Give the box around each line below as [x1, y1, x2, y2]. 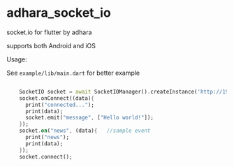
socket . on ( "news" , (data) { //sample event [19, 127, 151, 134]
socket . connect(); [19, 153, 73, 160]
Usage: [6, 55, 27, 64]
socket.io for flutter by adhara [6, 28, 92, 36]
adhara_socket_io [6, 5, 111, 21]
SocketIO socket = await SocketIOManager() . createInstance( [19, 88, 198, 95]
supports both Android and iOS [6, 41, 96, 50]
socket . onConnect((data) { [19, 94, 95, 102]
